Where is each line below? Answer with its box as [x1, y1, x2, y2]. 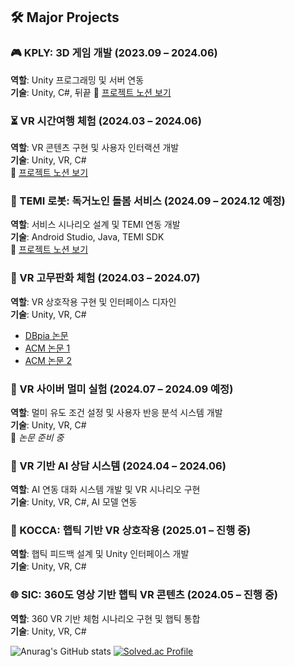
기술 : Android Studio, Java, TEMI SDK [10, 231, 165, 243]
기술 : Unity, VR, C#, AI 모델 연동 [10, 496, 138, 508]
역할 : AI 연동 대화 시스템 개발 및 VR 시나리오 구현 [10, 484, 201, 496]
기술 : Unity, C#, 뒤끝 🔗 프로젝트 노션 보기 [10, 86, 172, 98]
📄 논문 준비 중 [10, 431, 65, 443]
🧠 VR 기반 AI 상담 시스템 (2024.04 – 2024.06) [10, 459, 227, 473]
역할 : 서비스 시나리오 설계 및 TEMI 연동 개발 [10, 219, 181, 231]
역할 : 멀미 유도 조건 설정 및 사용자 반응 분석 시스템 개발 [10, 406, 223, 418]
